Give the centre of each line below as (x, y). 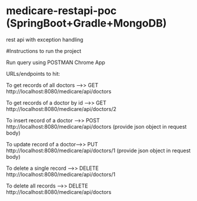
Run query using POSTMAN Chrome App (56, 62)
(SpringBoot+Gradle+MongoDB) (86, 23)
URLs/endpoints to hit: (33, 73)
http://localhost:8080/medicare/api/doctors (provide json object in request (96, 126)
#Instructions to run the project (44, 51)
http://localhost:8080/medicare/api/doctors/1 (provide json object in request (98, 150)
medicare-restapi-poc (61, 11)
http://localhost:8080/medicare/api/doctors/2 (61, 109)
